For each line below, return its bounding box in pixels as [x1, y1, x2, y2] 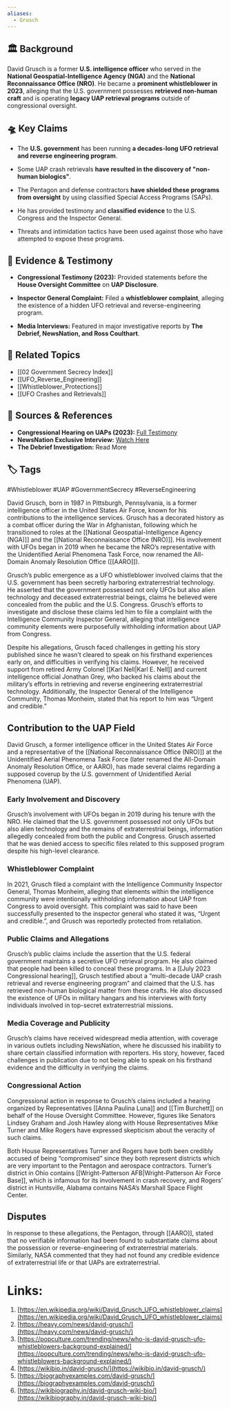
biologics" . [39, 172, 72, 181]
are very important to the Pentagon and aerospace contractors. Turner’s [7, 1161, 212, 1170]
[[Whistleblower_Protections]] [17, 382, 102, 391]
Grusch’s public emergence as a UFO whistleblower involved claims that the [7, 571, 223, 580]
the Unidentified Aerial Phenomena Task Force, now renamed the [7, 551, 192, 559]
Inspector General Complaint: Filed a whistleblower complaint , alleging [17, 293, 224, 302]
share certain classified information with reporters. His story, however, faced [7, 1049, 225, 1057]
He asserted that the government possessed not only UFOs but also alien [7, 586, 216, 594]
